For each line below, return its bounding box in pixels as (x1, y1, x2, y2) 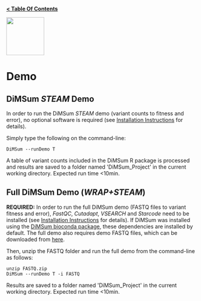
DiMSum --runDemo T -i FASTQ (6, 271, 80, 277)
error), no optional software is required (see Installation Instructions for (6, 117, 183, 123)
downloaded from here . (6, 235, 65, 243)
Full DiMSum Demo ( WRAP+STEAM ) (6, 188, 146, 198)
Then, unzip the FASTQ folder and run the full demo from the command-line (6, 247, 196, 254)
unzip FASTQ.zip (6, 265, 47, 272)
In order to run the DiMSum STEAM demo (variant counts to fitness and (6, 110, 185, 117)
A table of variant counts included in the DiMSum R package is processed (6, 157, 190, 164)
